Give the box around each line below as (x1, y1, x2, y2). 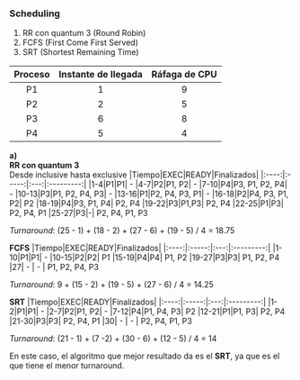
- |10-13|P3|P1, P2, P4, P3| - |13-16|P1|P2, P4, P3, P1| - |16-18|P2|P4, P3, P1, (9, 188, 289, 200)
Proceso (13, 68, 51, 81)
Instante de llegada (58, 68, 144, 81)
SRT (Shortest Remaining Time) (22, 47, 139, 58)
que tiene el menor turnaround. (9, 360, 125, 371)
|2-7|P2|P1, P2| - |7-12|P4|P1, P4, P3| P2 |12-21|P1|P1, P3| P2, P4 (46, 306, 286, 317)
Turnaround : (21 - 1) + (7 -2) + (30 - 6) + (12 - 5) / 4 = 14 (9, 333, 217, 344)
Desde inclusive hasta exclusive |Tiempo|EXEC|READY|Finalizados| (9, 169, 259, 180)
